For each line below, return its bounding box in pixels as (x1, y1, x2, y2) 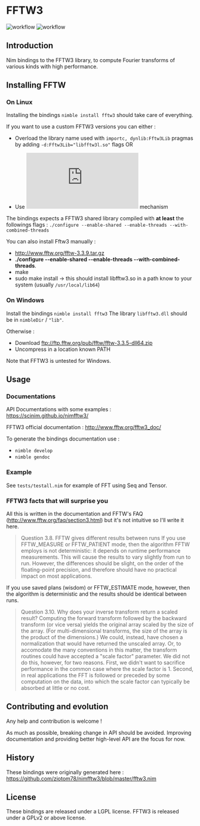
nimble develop (14, 448, 53, 454)
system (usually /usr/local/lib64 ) (14, 281, 100, 288)
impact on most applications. (20, 572, 93, 580)
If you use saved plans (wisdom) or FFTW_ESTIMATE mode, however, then (6, 584, 190, 591)
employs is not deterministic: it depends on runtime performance (20, 547, 181, 554)
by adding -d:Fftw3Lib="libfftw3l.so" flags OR (14, 141, 133, 148)
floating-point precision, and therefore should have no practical (20, 566, 177, 574)
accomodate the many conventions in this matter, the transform (20, 646, 177, 654)
